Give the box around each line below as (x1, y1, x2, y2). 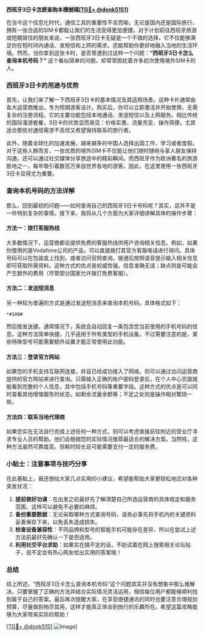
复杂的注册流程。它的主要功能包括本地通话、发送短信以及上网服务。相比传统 (6, 111, 198, 119)
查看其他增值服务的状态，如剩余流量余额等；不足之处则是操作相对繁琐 (11, 391, 187, 398)
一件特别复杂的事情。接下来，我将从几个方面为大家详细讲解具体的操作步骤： (6, 209, 198, 217)
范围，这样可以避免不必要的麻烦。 (15, 503, 101, 510)
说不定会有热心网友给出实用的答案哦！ (25, 548, 122, 556)
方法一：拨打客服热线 (6, 225, 59, 232)
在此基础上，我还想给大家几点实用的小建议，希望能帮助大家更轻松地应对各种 (6, 475, 198, 482)
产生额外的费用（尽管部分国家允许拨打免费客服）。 (6, 269, 132, 276)
